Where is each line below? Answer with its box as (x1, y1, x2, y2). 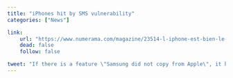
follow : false (19, 48, 60, 55)
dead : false (19, 42, 54, 49)
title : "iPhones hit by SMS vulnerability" (7, 10, 135, 17)
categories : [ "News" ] (7, 17, 70, 23)
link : (7, 29, 23, 36)
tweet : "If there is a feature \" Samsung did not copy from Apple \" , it (7, 61, 222, 68)
